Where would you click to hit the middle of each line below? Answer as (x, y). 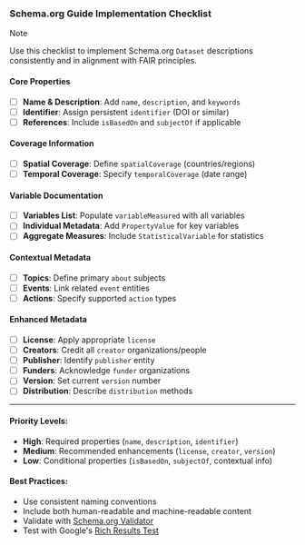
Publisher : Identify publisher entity (89, 361)
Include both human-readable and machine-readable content (137, 510)
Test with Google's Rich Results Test (90, 530)
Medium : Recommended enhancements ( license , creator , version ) (149, 451)
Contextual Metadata (50, 258)
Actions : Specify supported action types (99, 298)
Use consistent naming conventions (89, 501)
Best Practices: (39, 481)
